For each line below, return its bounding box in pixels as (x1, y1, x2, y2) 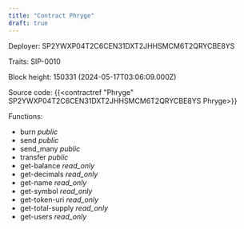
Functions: (8, 111, 43, 120)
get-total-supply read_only (19, 203, 109, 212)
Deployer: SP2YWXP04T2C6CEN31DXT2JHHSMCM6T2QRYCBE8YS (8, 41, 235, 50)
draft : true (8, 19, 48, 27)
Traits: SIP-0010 (8, 57, 62, 66)
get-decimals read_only (19, 169, 98, 179)
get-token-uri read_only (19, 195, 99, 204)
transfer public (19, 152, 69, 162)
